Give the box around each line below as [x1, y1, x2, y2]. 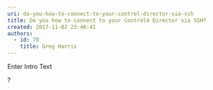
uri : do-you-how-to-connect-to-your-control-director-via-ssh [7, 10, 194, 18]
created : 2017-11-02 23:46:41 [7, 23, 97, 30]
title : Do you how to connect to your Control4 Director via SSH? [7, 17, 207, 24]
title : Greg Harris [20, 43, 78, 50]
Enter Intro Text [7, 63, 52, 70]
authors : [7, 30, 33, 37]
